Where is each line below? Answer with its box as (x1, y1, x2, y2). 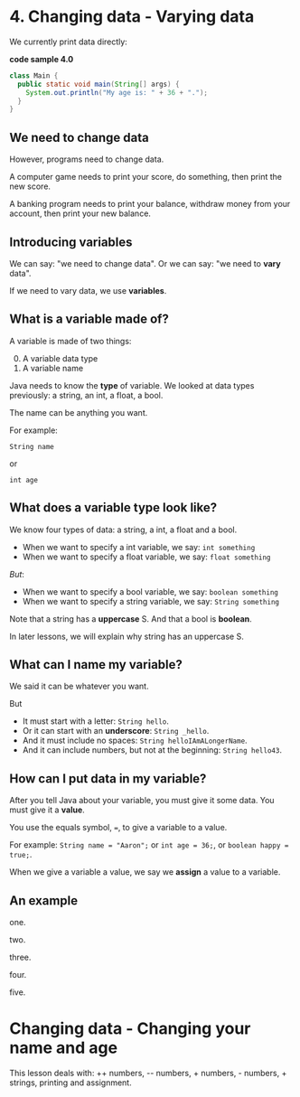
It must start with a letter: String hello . (22, 716, 170, 727)
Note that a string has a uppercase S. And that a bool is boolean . (9, 613, 253, 624)
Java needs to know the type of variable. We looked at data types (9, 380, 255, 390)
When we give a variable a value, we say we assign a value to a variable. (9, 867, 281, 877)
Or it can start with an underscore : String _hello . (22, 726, 210, 736)
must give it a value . (9, 804, 86, 815)
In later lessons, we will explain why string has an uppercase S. (9, 631, 244, 642)
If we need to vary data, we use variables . (9, 285, 167, 295)
